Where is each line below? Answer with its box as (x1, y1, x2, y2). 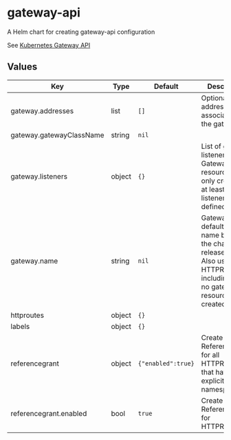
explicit (201, 376, 225, 386)
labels (10, 321, 30, 331)
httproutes (10, 310, 45, 320)
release (201, 247, 225, 257)
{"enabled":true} (137, 359, 195, 367)
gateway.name (10, 256, 58, 266)
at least (201, 184, 225, 194)
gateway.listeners (10, 171, 67, 181)
